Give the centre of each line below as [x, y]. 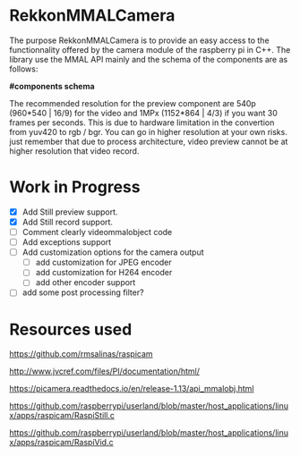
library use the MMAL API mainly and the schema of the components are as [149, 59]
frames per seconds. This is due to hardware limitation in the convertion [142, 122]
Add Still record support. [68, 222]
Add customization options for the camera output [113, 252]
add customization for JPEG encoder [103, 262]
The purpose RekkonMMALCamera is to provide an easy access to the [140, 40]
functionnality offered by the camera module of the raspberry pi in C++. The [150, 49]
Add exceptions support [67, 242]
